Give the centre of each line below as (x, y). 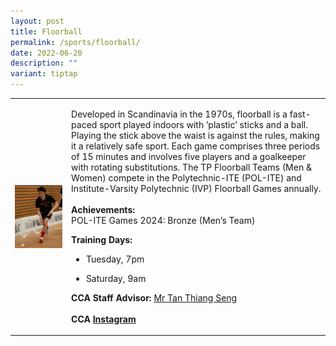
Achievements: (103, 209)
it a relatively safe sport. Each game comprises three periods (196, 146)
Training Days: (102, 239)
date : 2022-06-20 (46, 53)
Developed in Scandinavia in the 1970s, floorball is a (179, 114)
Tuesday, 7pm (115, 259)
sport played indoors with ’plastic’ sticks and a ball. (203, 124)
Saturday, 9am (116, 278)
